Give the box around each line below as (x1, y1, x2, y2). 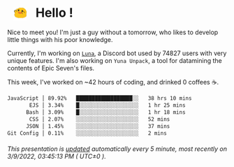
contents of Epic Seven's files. (7, 64, 95, 73)
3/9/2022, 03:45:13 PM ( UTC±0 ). (7, 152, 106, 160)
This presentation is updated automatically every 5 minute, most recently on (7, 145, 227, 153)
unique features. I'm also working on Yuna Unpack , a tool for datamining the (7, 57, 222, 65)
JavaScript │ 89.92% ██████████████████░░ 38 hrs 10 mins (7, 95, 192, 102)
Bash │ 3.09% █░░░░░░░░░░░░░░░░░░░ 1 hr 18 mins (25, 109, 187, 116)
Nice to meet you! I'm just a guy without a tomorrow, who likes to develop (7, 28, 219, 36)
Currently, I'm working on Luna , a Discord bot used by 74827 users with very (7, 49, 227, 57)
